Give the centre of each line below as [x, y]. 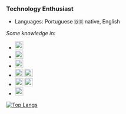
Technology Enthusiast [40, 9]
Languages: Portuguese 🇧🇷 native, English [67, 22]
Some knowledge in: [31, 33]
